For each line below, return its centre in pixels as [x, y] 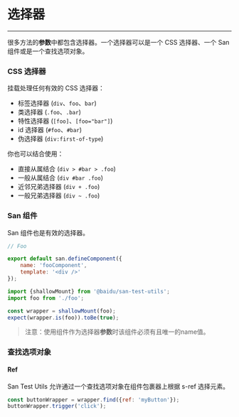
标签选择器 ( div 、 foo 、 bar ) [57, 103]
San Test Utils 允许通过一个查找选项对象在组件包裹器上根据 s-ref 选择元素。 [118, 386]
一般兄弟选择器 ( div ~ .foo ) [59, 195]
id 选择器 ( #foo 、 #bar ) [50, 130]
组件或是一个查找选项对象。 [48, 51]
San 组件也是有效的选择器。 [48, 232]
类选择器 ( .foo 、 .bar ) [49, 112]
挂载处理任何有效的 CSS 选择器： [56, 88]
